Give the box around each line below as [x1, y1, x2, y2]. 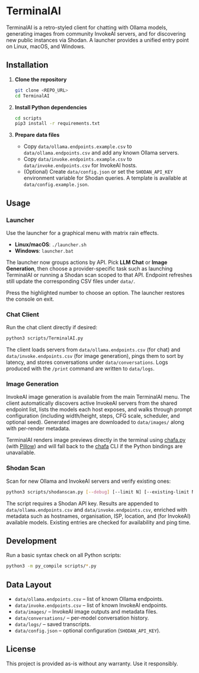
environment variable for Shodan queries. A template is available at [23, 174, 188, 182]
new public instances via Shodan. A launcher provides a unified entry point [6, 36, 190, 43]
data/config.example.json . [23, 181, 89, 188]
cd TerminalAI [14, 93, 50, 99]
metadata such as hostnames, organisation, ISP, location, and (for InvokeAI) [6, 512, 191, 520]
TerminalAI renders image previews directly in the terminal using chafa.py [6, 436, 186, 444]
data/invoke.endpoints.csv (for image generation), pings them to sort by [6, 353, 184, 360]
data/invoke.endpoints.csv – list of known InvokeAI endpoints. [14, 602, 168, 609]
